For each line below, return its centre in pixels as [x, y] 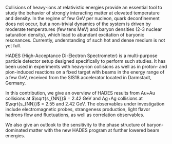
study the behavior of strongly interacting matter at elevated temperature [83, 13]
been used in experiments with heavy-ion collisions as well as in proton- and [86, 67]
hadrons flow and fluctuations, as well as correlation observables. [75, 115]
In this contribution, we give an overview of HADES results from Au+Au [80, 93]
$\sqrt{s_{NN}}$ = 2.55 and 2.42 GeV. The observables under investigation [85, 104]
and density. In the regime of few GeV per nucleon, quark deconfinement [83, 18]
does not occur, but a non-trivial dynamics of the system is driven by [78, 24]
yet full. [13, 46]
